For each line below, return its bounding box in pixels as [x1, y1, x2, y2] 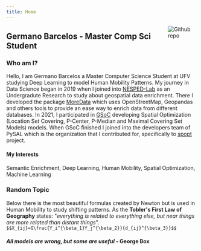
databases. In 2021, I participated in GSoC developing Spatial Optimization [6, 111, 191, 119]
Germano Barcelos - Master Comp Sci [6, 31, 151, 42]
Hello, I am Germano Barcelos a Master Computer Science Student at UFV [6, 73, 191, 80]
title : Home [6, 8, 36, 15]
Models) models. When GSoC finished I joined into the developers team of [6, 124, 191, 131]
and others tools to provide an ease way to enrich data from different [6, 105, 178, 112]
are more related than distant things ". [6, 218, 100, 226]
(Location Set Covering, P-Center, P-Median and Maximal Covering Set [6, 117, 183, 125]
